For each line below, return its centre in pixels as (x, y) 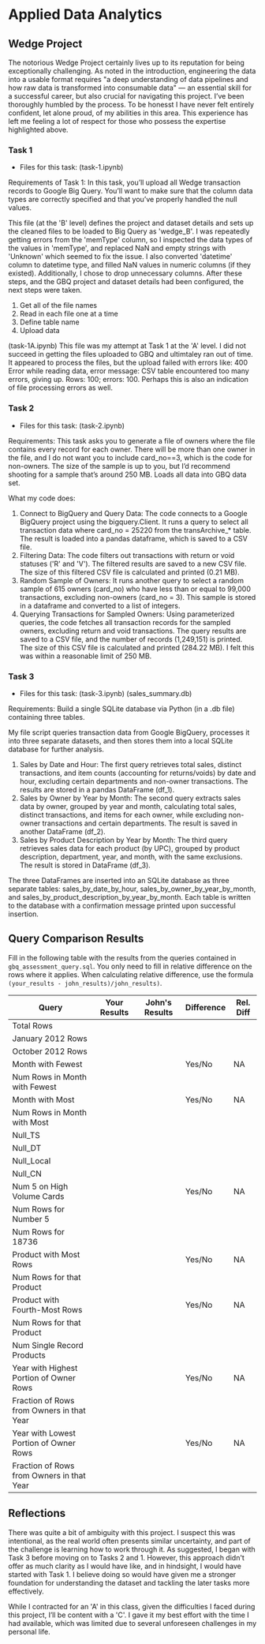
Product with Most (46, 1254)
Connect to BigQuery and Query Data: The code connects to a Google (133, 513)
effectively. (26, 1591)
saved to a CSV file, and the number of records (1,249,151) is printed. (131, 639)
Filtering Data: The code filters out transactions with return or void (127, 555)
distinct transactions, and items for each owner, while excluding (123, 815)
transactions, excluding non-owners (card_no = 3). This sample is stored (138, 597)
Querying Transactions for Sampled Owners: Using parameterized (127, 614)
